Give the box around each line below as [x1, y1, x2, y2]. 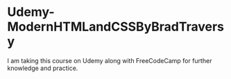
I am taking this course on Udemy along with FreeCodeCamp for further [7, 56, 212, 64]
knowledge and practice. [7, 64, 78, 72]
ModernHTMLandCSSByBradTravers [7, 19, 224, 35]
